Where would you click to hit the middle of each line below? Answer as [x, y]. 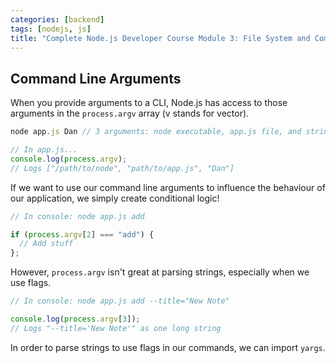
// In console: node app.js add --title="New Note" [120, 301]
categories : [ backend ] [57, 19]
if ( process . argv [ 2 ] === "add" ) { [82, 234]
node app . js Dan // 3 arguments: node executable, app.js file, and [156, 132]
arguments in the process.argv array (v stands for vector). [130, 113]
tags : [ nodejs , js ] [51, 29]
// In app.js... [44, 150]
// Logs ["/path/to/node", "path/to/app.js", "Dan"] [122, 168]
